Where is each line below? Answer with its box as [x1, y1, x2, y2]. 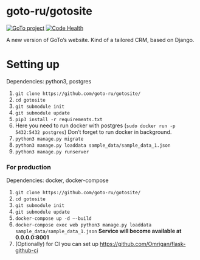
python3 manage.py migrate [15, 136, 84, 142]
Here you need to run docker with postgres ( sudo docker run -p [15, 122, 176, 129]
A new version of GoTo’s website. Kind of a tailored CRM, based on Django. [6, 36, 195, 43]
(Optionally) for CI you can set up [15, 241, 99, 248]
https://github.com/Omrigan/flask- [100, 241, 186, 248]
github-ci [15, 247, 38, 254]
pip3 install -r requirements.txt [15, 116, 103, 122]
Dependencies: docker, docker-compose [6, 177, 109, 184]
